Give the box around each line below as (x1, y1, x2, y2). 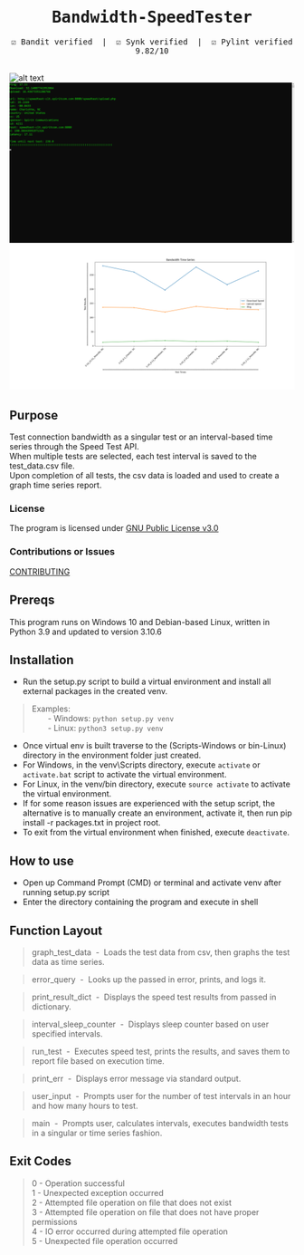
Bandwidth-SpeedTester (51, 7, 252, 27)
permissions (31, 1216, 78, 1227)
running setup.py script (22, 887, 110, 898)
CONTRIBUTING (9, 565, 71, 577)
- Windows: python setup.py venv (47, 713, 175, 724)
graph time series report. (9, 479, 102, 491)
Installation (9, 652, 74, 668)
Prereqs (9, 593, 55, 608)
